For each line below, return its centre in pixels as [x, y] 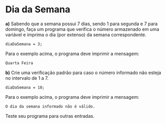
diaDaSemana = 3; [24, 44]
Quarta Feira [19, 63]
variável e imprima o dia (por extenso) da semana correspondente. [76, 34]
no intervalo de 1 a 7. [27, 78]
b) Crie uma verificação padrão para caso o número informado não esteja [83, 73]
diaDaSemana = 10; [25, 87]
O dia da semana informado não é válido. [50, 107]
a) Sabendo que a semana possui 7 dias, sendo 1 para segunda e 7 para [81, 24]
